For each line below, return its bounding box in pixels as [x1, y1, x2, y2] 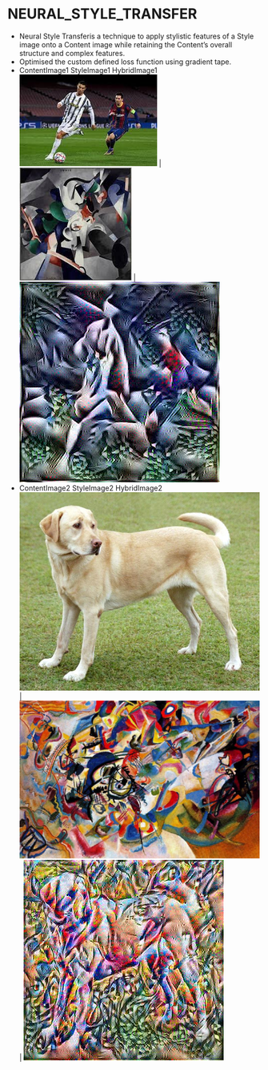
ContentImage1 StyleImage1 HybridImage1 [18, 65, 158, 75]
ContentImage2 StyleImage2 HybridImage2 [18, 483, 163, 493]
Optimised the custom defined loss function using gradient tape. [18, 57, 232, 67]
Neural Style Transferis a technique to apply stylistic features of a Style [18, 31, 254, 41]
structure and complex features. [18, 48, 126, 58]
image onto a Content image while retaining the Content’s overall [18, 39, 233, 49]
